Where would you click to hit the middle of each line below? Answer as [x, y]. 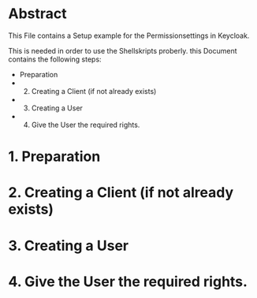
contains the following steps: [55, 59]
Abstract [37, 14]
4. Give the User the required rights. [128, 281]
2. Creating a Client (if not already [121, 193]
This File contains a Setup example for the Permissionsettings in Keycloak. [129, 35]
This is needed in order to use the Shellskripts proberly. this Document [123, 50]
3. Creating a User [68, 246]
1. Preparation [54, 156]
